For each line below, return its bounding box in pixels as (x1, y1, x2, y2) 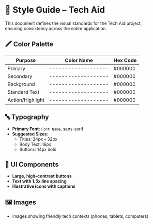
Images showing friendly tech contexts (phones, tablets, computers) (12, 213, 149, 219)
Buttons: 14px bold (19, 146, 57, 152)
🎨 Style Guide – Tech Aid (5, 4, 105, 15)
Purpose (16, 57, 36, 63)
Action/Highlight (7, 96, 45, 103)
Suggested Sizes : (12, 131, 48, 137)
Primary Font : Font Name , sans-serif (12, 126, 84, 132)
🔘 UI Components (5, 160, 59, 168)
